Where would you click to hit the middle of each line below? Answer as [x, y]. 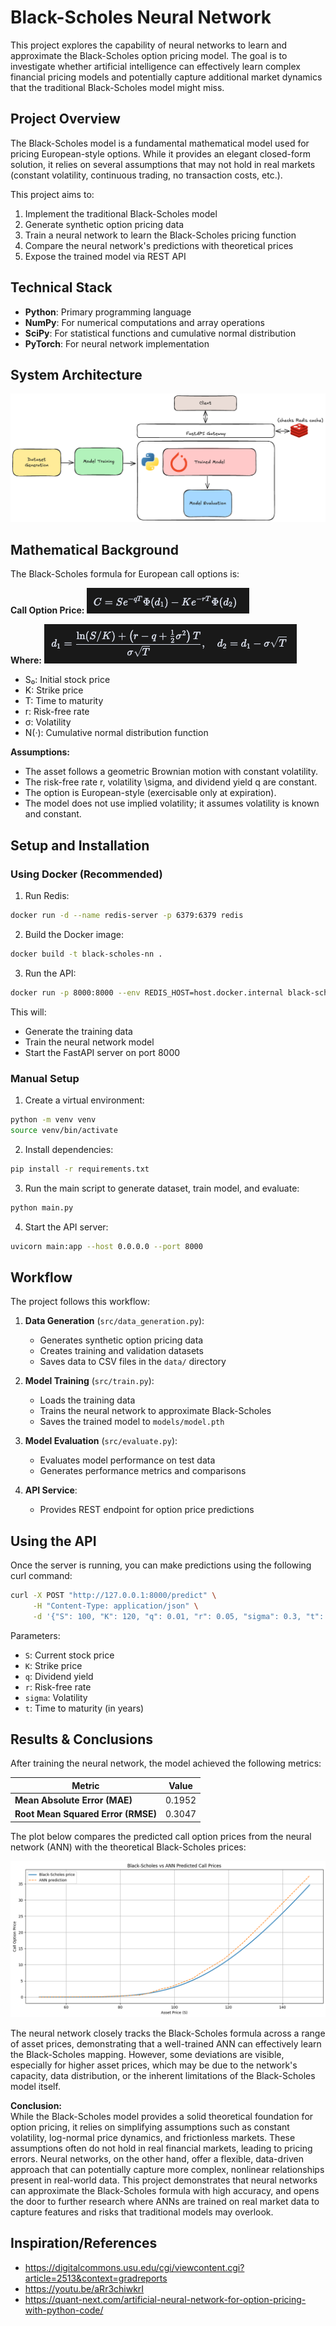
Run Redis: [47, 896]
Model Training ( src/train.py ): [89, 1381]
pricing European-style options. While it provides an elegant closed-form [160, 153]
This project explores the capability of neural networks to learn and [149, 45]
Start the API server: [66, 1227]
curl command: [41, 1576]
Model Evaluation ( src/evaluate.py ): [101, 1441]
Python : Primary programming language [108, 312]
